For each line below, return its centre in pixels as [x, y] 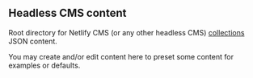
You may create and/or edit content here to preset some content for [121, 56]
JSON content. [33, 41]
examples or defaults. [44, 65]
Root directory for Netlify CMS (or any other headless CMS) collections [126, 32]
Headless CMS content [67, 13]
